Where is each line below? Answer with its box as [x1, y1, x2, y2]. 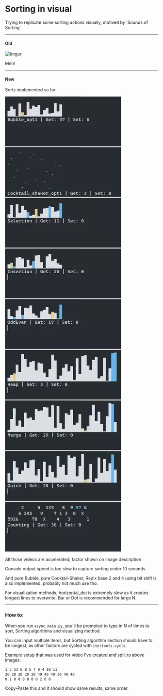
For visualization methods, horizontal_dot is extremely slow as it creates [5, 590, 149, 596]
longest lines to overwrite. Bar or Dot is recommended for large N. [5, 595, 137, 601]
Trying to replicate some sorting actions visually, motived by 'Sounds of [5, 19, 148, 25]
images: [5, 657, 21, 663]
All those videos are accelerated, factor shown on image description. [5, 557, 143, 563]
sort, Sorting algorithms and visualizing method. [5, 628, 101, 634]
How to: [5, 612, 24, 618]
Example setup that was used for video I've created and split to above [5, 652, 145, 658]
